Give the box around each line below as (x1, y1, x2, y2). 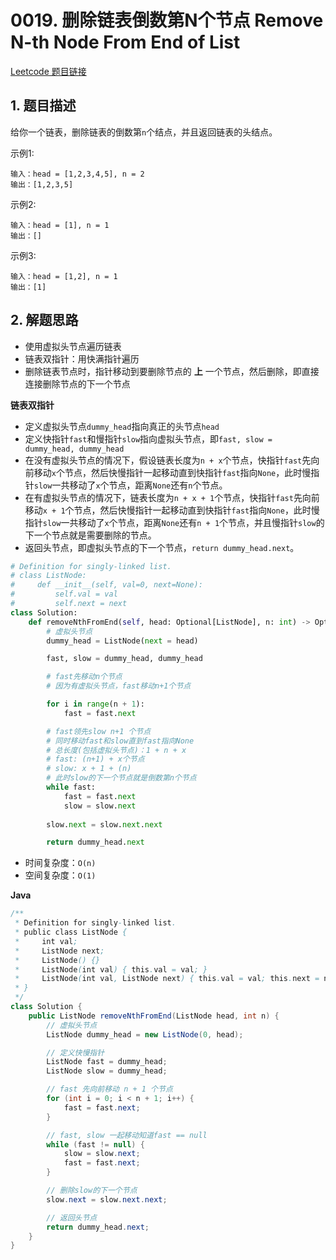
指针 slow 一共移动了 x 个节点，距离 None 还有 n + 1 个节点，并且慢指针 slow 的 (24, 516, 325, 528)
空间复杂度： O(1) (24, 869, 97, 881)
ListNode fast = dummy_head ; (46, 1057, 168, 1067)
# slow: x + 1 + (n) (46, 764, 132, 774)
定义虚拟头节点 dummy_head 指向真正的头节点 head (24, 420, 220, 432)
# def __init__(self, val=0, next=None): (10, 580, 203, 590)
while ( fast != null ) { (46, 1139, 145, 1150)
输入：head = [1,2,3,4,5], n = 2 (10, 169, 145, 179)
